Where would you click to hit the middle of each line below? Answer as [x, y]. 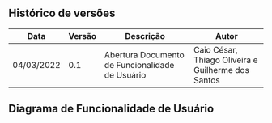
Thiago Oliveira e [225, 60]
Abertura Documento [144, 54]
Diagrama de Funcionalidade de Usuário [111, 109]
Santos [206, 80]
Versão [83, 36]
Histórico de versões [62, 13]
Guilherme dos [221, 70]
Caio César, [216, 49]
